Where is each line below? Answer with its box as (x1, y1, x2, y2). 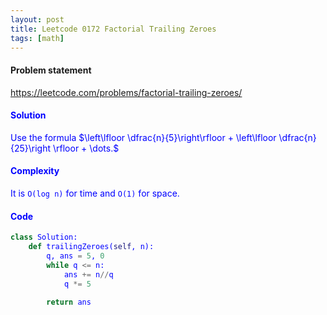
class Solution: (10, 232, 78, 243)
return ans (46, 297, 92, 308)
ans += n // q (63, 269, 114, 280)
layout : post (10, 14, 65, 25)
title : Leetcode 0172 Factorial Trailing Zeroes (10, 24, 217, 34)
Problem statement (10, 64, 92, 76)
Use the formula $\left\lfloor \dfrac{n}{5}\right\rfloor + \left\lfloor (10, 131, 277, 143)
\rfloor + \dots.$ (53, 142, 120, 154)
